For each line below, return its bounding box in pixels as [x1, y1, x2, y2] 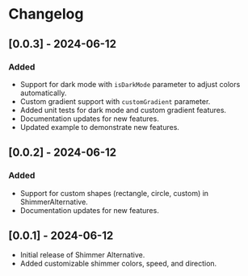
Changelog [8, 5, 84, 23]
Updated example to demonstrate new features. [19, 122, 180, 132]
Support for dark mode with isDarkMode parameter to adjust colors [19, 79, 241, 89]
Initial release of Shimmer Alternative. [19, 250, 145, 260]
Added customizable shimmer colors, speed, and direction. [19, 259, 217, 269]
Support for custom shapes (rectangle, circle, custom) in [19, 188, 208, 198]
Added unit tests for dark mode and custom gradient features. [19, 105, 227, 115]
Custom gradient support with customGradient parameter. [19, 96, 211, 106]
